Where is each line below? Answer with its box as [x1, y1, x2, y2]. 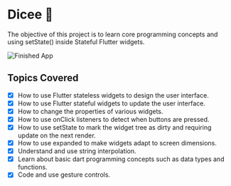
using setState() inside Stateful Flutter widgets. [7, 37, 145, 46]
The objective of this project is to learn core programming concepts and [7, 30, 218, 38]
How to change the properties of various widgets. [17, 107, 163, 115]
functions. [17, 163, 48, 172]
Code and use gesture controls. [17, 170, 111, 179]
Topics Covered [7, 72, 79, 84]
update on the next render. [17, 131, 96, 140]
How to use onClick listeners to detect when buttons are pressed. [17, 115, 210, 123]
